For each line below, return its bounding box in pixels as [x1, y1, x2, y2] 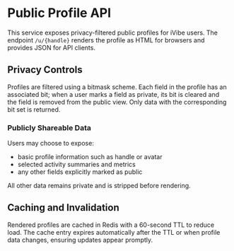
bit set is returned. [7, 105, 61, 114]
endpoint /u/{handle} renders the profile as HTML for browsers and [7, 35, 205, 44]
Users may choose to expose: [7, 139, 94, 148]
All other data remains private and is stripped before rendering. [7, 182, 191, 190]
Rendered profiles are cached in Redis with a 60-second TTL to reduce [7, 221, 214, 229]
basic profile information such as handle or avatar [17, 153, 163, 161]
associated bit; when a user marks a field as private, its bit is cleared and [7, 90, 220, 98]
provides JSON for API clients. [7, 43, 95, 52]
